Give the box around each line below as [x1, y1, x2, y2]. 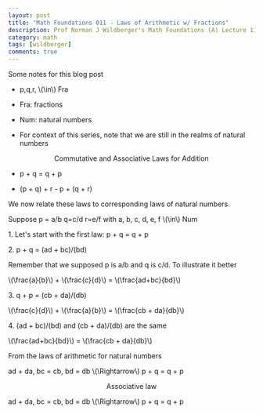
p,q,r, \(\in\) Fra [19, 85, 69, 94]
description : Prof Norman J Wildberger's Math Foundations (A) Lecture [8, 26, 247, 34]
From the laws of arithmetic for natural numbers [8, 351, 162, 361]
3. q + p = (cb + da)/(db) [8, 291, 88, 300]
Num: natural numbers [19, 115, 92, 124]
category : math [8, 33, 58, 42]
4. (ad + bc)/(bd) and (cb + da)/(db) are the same [8, 321, 167, 330]
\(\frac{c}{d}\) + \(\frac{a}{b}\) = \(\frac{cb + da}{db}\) [8, 306, 186, 314]
